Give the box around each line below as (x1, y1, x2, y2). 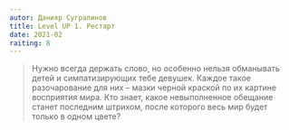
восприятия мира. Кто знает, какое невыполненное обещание (31, 92, 274, 103)
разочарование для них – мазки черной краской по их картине (31, 82, 277, 93)
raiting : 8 (9, 38, 51, 48)
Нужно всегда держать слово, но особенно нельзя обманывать (31, 63, 281, 74)
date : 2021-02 (9, 30, 63, 39)
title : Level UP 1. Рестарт (9, 22, 116, 31)
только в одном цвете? (31, 111, 121, 122)
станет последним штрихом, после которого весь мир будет (31, 101, 268, 113)
